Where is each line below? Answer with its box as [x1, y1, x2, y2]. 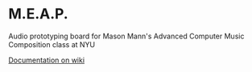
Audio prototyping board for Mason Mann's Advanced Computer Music [8, 31, 245, 41]
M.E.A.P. [8, 5, 68, 23]
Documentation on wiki [8, 55, 85, 65]
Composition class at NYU [8, 39, 96, 49]
